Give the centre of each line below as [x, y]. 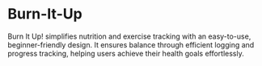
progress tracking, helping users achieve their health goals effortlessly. [126, 53]
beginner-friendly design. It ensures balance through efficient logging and [131, 44]
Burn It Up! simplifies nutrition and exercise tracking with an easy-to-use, [129, 36]
